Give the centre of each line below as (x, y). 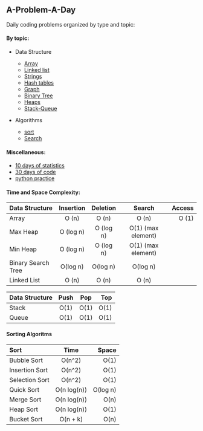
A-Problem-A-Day (41, 10)
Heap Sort (24, 409)
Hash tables (39, 83)
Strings (33, 76)
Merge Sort (25, 400)
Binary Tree (38, 96)
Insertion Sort (29, 370)
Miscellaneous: (26, 152)
